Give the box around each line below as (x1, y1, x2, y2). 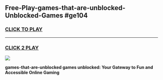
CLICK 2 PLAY (5, 44, 39, 51)
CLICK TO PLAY (5, 26, 43, 33)
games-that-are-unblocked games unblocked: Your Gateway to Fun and (5, 64, 153, 70)
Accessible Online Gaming (5, 69, 60, 75)
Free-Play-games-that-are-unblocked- (5, 4, 126, 12)
